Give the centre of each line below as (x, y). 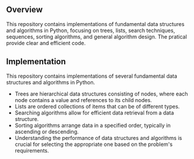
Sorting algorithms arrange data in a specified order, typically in (93, 125)
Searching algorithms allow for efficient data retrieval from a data (94, 113)
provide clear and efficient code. (46, 43)
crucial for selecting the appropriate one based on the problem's (94, 144)
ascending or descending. (47, 131)
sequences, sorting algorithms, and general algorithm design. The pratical (97, 36)
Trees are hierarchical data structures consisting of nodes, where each (101, 94)
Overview (25, 10)
